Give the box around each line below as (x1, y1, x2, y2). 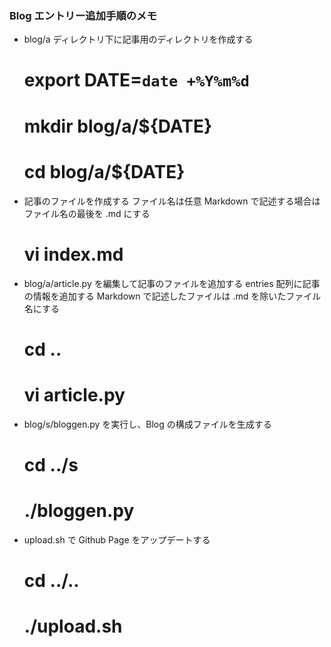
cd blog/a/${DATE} (23, 160, 186, 183)
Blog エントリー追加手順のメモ (9, 8, 157, 22)
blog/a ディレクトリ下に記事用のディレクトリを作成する (23, 33, 254, 46)
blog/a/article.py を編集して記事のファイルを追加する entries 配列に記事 (23, 277, 321, 289)
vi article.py (23, 383, 126, 406)
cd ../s (23, 453, 79, 476)
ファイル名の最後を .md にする (23, 207, 151, 219)
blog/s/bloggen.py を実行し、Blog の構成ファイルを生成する (23, 418, 272, 430)
